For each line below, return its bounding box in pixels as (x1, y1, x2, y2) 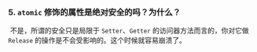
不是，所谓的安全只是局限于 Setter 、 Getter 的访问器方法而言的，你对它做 (9, 26, 249, 36)
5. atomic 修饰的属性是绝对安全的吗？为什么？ (8, 6, 181, 17)
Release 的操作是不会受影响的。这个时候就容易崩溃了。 (8, 36, 187, 45)
